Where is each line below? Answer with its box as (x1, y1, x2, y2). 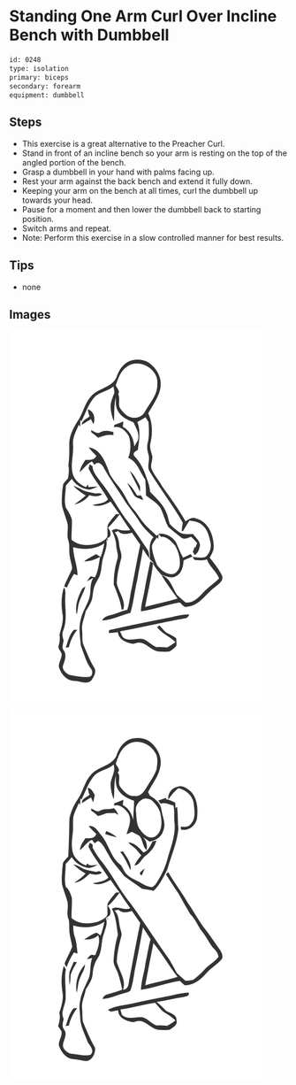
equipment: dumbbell (9, 90, 86, 99)
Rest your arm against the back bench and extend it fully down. (21, 175, 254, 187)
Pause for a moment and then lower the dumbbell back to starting (21, 204, 262, 214)
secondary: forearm (9, 81, 81, 90)
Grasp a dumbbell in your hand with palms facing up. (21, 166, 215, 177)
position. (21, 213, 55, 224)
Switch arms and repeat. (21, 223, 112, 234)
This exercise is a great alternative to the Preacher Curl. (21, 138, 225, 149)
